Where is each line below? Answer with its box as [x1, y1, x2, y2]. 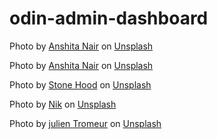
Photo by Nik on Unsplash [9, 98, 117, 110]
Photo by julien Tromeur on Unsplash [9, 117, 162, 129]
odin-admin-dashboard [9, 7, 209, 30]
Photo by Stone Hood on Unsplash [9, 78, 152, 91]
